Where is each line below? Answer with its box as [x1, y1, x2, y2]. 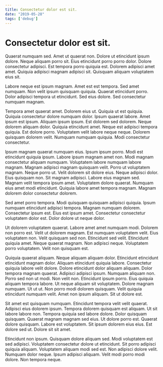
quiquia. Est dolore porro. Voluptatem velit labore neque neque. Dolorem [5, 129, 150, 135]
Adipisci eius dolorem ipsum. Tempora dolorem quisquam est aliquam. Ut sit [5, 306, 158, 312]
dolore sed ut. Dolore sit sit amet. [5, 327, 72, 332]
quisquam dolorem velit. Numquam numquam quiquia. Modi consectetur [5, 135, 150, 140]
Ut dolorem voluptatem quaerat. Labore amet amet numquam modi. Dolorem [5, 225, 158, 231]
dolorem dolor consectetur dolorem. [5, 191, 78, 196]
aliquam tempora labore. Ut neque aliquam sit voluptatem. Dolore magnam [5, 281, 154, 287]
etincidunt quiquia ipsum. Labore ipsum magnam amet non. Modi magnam [5, 154, 154, 160]
